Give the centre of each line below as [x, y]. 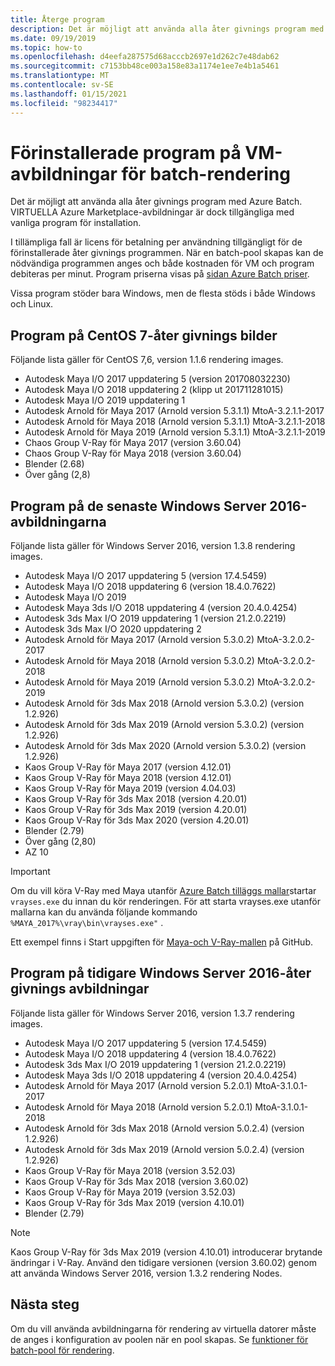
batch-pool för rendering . [62, 1350]
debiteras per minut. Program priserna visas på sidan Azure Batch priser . [160, 274]
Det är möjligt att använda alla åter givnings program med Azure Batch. [156, 202]
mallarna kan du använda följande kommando [104, 912]
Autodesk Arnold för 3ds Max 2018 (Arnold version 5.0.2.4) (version [164, 1128]
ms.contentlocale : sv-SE [62, 85]
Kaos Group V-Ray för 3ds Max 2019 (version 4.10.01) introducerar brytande [166, 1252]
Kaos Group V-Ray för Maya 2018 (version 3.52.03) [130, 1170]
